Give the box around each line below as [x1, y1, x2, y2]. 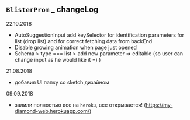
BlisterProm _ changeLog [6, 5, 99, 15]
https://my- [146, 101, 173, 108]
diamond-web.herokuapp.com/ [14, 107, 90, 114]
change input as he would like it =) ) [14, 56, 101, 63]
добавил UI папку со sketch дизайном [14, 79, 109, 86]
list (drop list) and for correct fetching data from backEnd [14, 37, 153, 44]
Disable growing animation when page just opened [14, 44, 137, 51]
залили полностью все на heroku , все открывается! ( [14, 101, 146, 108]
